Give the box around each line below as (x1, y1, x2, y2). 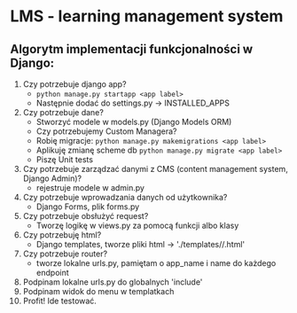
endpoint (35, 268, 69, 278)
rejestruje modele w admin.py (35, 183, 145, 192)
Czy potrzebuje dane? (22, 107, 105, 117)
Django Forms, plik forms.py (35, 201, 140, 212)
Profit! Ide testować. (22, 295, 97, 306)
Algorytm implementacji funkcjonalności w (10, 42, 254, 57)
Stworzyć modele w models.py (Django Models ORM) (35, 117, 232, 127)
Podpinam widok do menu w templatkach (22, 286, 175, 296)
